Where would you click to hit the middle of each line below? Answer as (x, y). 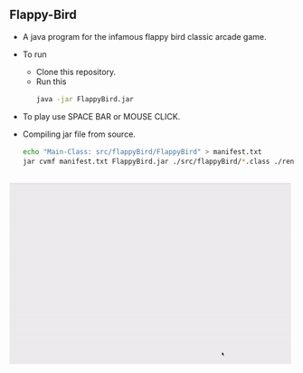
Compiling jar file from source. (79, 134)
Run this (51, 81)
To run (34, 54)
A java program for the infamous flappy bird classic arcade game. (144, 36)
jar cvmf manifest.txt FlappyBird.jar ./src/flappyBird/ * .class (146, 161)
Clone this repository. (76, 72)
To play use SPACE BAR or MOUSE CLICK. (101, 116)
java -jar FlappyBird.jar (85, 99)
